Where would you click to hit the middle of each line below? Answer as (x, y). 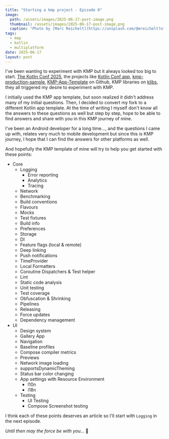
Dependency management (48, 320)
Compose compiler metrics (48, 353)
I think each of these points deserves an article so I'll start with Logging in (81, 416)
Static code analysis (41, 282)
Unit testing (32, 288)
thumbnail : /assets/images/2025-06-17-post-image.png (67, 24)
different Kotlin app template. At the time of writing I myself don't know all (81, 108)
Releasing (30, 310)
